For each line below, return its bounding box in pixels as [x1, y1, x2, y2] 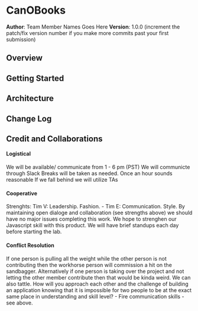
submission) [6, 36, 36, 43]
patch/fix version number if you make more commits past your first [6, 29, 169, 36]
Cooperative [6, 189, 37, 196]
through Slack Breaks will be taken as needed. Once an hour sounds [6, 170, 173, 177]
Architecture [6, 93, 54, 104]
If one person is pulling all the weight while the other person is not [6, 255, 167, 262]
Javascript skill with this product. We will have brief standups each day [6, 222, 179, 229]
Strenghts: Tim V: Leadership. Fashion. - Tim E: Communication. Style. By [6, 203, 185, 210]
